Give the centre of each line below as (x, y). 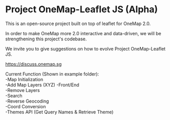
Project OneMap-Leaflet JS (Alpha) (82, 9)
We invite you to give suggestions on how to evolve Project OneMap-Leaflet (86, 49)
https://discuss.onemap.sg (34, 64)
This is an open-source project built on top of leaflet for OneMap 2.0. (78, 23)
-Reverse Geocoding (27, 101)
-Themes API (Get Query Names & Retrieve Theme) (59, 112)
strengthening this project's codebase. (46, 39)
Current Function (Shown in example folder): (52, 74)
